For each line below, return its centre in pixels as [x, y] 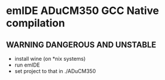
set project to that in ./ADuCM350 [55, 71]
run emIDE [27, 65]
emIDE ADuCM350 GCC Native [82, 11]
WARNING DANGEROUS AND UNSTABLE [81, 45]
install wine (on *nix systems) [50, 59]
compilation [36, 23]
